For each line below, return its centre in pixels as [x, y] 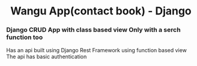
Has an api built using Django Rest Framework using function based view [97, 50]
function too [25, 37]
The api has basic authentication [47, 57]
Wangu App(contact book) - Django [101, 11]
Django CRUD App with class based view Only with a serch [94, 30]
